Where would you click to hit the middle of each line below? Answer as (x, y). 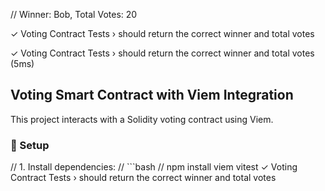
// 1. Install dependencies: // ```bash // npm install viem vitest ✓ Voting (154, 167)
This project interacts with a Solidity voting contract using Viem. (142, 119)
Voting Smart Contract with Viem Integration (152, 95)
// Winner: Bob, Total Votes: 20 (74, 14)
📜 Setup (30, 145)
